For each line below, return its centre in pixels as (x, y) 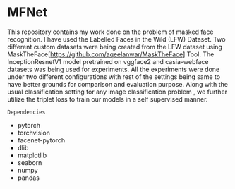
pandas (29, 178)
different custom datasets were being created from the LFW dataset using (115, 47)
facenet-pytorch (41, 140)
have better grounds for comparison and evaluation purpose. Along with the (117, 84)
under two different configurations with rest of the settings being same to (114, 77)
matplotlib (32, 155)
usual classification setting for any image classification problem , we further (117, 92)
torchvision (34, 133)
